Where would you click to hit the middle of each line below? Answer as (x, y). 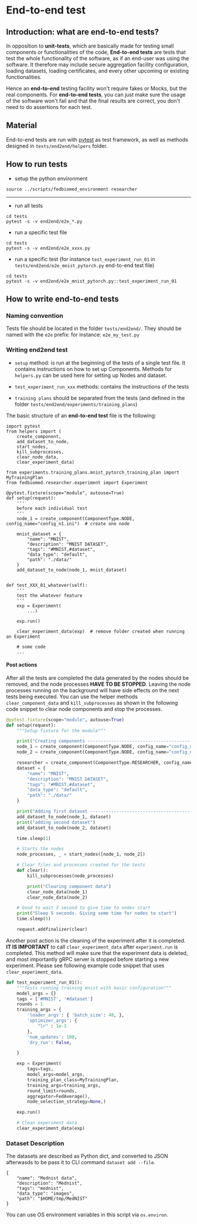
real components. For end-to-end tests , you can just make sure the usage (96, 95)
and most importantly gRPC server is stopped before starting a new (88, 959)
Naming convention (35, 315)
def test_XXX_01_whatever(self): (47, 585)
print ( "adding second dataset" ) (56, 822)
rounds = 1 (30, 1004)
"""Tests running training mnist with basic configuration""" (94, 988)
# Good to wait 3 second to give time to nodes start (84, 908)
